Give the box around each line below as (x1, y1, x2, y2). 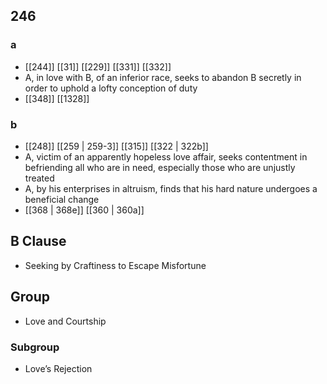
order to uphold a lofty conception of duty (24, 82, 198, 94)
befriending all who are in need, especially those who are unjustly (24, 161, 296, 173)
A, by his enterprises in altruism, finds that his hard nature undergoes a (24, 182, 318, 194)
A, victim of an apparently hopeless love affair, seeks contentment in (24, 150, 308, 163)
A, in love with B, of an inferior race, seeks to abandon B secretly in (24, 71, 302, 83)
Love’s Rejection (24, 362, 93, 374)
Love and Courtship (24, 315, 107, 327)
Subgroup (10, 340, 60, 354)
